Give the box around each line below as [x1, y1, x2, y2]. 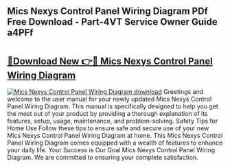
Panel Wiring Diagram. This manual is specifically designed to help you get [7, 102, 218, 110]
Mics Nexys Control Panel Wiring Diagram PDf [7, 5, 208, 17]
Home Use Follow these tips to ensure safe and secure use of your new [7, 124, 209, 132]
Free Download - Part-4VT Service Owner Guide [7, 16, 218, 28]
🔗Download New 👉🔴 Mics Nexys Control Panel [7, 55, 213, 67]
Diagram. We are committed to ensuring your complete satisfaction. [7, 154, 198, 161]
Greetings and [163, 88, 204, 95]
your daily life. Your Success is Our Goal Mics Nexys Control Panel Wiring [7, 146, 216, 154]
